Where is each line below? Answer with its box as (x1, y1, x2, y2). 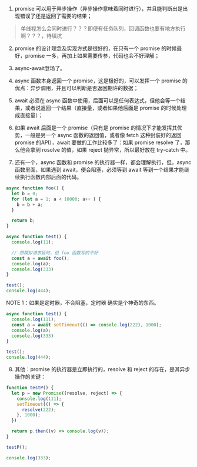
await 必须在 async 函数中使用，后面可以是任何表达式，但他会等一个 (14, 97, 181, 104)
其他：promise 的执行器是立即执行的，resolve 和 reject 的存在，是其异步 (14, 366, 191, 372)
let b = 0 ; (11, 191, 38, 196)
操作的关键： (14, 373, 46, 380)
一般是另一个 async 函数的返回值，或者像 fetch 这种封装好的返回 (25, 132, 182, 138)
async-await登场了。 (14, 65, 66, 72)
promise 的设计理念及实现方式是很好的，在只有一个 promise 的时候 (14, 45, 178, 52)
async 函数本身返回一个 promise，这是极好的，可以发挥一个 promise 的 (14, 77, 188, 84)
